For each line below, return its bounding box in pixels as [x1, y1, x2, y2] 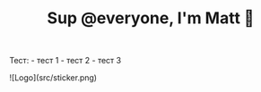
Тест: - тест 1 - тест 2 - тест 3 [9, 54, 122, 65]
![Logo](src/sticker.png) [9, 71, 97, 83]
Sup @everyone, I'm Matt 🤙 [47, 8, 255, 29]
